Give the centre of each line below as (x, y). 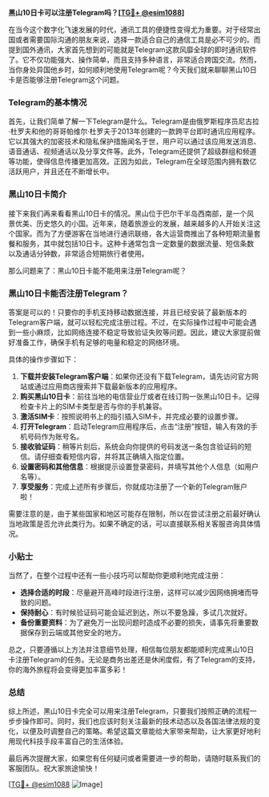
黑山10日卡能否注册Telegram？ (69, 293)
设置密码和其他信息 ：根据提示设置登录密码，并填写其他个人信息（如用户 (139, 466)
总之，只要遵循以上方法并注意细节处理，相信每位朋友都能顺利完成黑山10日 (131, 649)
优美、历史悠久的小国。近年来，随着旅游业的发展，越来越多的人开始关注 (134, 223)
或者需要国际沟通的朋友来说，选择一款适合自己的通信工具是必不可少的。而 (138, 40)
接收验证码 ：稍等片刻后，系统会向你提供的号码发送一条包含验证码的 (132, 446)
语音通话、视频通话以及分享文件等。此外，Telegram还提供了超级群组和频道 (132, 152)
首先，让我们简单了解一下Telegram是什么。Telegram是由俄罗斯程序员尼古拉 (134, 121)
